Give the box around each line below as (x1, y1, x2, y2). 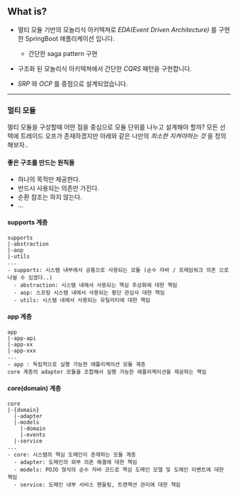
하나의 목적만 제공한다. (17, 175, 81, 183)
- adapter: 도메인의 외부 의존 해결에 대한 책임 (13, 458, 137, 466)
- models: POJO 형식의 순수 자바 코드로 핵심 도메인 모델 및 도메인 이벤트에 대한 (13, 466, 225, 473)
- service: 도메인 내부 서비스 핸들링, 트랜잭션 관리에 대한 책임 (13, 481, 181, 488)
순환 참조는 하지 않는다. (17, 193, 83, 201)
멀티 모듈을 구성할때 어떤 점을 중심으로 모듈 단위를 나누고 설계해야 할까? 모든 (7, 123, 218, 132)
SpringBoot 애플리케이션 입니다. (25, 34, 115, 42)
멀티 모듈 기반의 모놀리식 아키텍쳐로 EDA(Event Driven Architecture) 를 (17, 25, 217, 34)
